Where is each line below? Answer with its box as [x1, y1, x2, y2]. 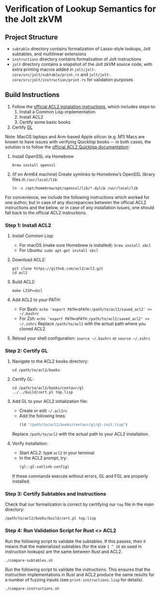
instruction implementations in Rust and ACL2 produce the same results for [5, 571, 155, 578]
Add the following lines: [19, 413, 66, 419]
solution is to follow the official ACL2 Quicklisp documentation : [5, 144, 130, 150]
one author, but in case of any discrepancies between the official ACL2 [5, 199, 146, 205]
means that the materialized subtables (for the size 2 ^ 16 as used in [5, 543, 142, 549]
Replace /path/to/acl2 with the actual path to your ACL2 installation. [12, 431, 149, 437]
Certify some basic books [19, 119, 71, 125]
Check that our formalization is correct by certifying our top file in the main [5, 501, 154, 507]
